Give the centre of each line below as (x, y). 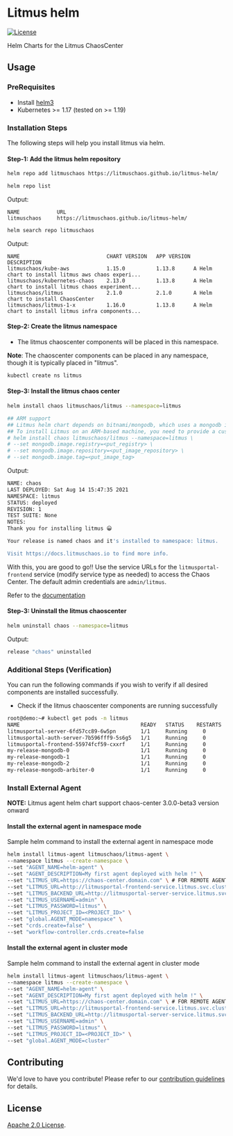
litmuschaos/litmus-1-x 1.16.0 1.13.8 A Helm (110, 305)
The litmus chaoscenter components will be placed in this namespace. (118, 341)
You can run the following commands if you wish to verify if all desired (107, 685)
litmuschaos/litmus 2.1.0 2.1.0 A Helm (110, 293)
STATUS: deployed (32, 503)
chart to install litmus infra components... (74, 311)
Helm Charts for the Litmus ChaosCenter (65, 45)
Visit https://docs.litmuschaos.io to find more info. (88, 553)
